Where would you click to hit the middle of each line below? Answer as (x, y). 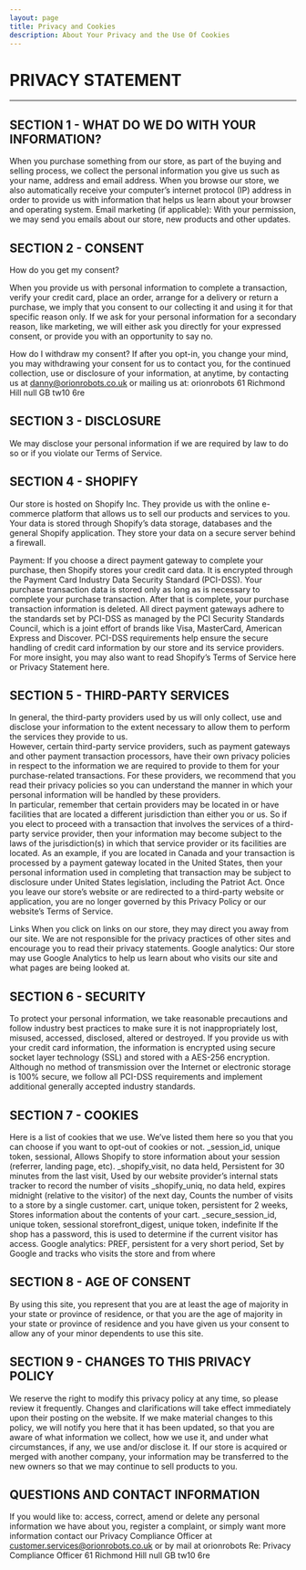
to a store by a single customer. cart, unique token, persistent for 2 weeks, (149, 1205)
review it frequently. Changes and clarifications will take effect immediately (150, 1408)
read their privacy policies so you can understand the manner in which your (151, 785)
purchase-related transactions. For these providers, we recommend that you (153, 776)
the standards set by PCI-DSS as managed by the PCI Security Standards (147, 618)
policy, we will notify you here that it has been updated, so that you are (142, 1427)
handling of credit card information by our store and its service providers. (147, 647)
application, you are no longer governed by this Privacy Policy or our (138, 902)
